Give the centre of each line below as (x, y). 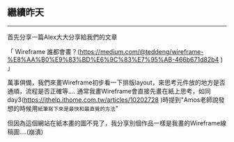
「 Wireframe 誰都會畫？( (44, 51)
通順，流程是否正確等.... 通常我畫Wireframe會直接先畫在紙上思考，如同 (109, 91)
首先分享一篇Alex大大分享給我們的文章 (62, 37)
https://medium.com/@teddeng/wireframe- (142, 51)
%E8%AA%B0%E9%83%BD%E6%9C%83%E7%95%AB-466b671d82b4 (113, 59)
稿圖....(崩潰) (25, 132)
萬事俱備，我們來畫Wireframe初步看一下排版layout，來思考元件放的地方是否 (117, 82)
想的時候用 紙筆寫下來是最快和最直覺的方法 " (63, 108)
